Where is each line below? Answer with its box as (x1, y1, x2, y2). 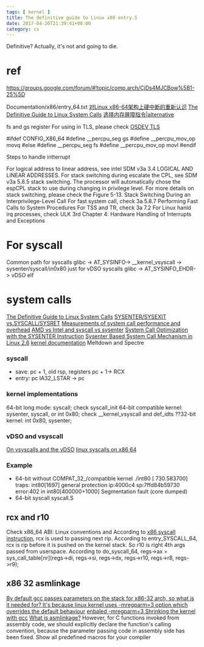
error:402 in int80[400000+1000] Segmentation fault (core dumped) (15, 488, 188, 495)
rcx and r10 (6, 512, 50, 522)
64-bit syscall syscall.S (15, 494, 74, 502)
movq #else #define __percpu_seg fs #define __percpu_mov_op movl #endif (6, 142, 197, 149)
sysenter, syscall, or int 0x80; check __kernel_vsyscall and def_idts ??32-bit (6, 410, 196, 417)
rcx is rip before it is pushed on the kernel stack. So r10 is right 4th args (6, 541, 186, 549)
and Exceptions (6, 217, 46, 225)
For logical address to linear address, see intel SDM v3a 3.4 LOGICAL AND (6, 165, 194, 173)
